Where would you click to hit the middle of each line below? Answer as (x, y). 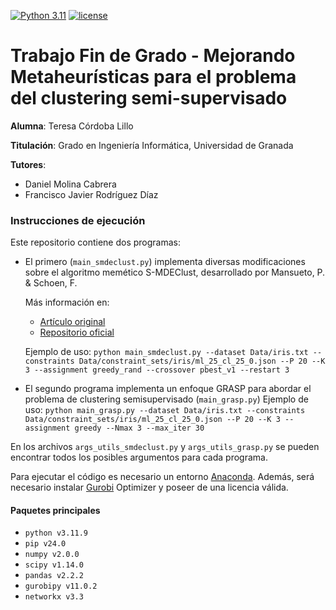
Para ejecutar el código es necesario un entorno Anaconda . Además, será (162, 477)
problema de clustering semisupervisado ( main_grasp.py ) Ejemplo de (166, 399)
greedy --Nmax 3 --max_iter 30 (139, 428)
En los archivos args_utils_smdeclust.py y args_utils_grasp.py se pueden (165, 447)
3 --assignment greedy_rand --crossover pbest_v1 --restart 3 (157, 370)
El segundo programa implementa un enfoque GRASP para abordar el (168, 389)
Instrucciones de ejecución (78, 220)
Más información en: (67, 302)
